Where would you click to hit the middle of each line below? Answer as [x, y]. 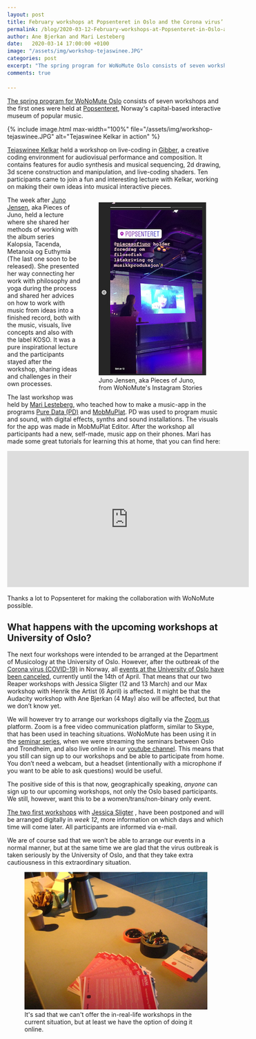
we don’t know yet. [34, 706]
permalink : [23, 29]
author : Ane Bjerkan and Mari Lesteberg [66, 37]
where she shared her [38, 222]
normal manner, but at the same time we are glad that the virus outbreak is [113, 848]
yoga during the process [42, 288]
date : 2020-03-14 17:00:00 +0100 [58, 44]
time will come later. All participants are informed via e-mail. [92, 827]
